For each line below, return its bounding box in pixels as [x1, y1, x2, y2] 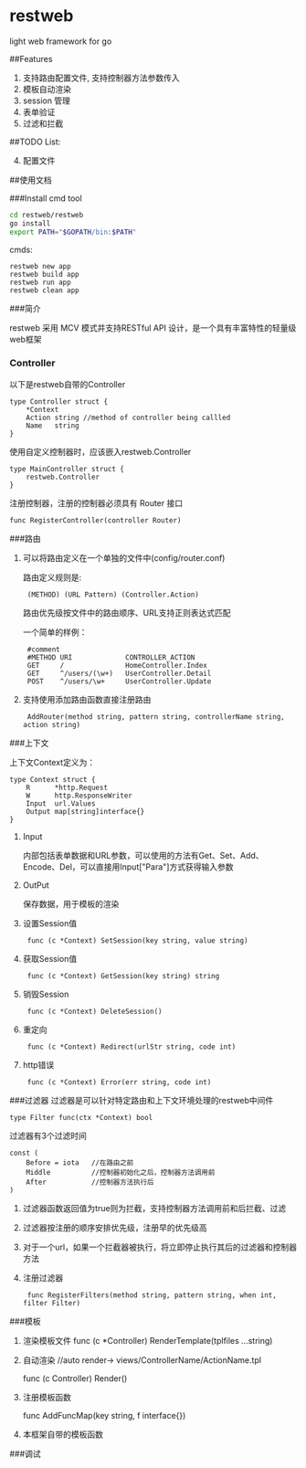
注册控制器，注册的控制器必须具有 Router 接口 [9, 497, 184, 508]
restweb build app [9, 269, 79, 279]
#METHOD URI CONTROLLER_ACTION [26, 652, 195, 662]
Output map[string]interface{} [26, 807, 145, 816]
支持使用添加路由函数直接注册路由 [22, 693, 152, 704]
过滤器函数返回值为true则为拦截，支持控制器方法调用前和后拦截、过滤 [22, 1202, 287, 1213]
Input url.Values [26, 798, 96, 808]
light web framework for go [9, 36, 112, 47]
